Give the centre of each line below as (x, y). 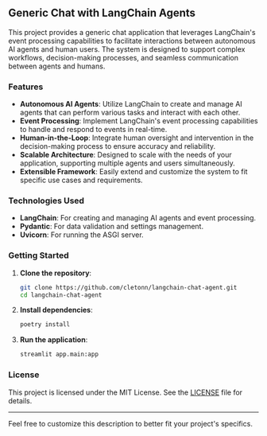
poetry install (45, 325)
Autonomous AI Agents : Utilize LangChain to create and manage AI (131, 104)
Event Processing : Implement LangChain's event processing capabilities (139, 121)
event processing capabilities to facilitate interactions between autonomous (132, 41)
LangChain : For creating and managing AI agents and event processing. (138, 218)
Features (26, 87)
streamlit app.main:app (59, 354)
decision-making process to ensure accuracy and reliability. (118, 146)
